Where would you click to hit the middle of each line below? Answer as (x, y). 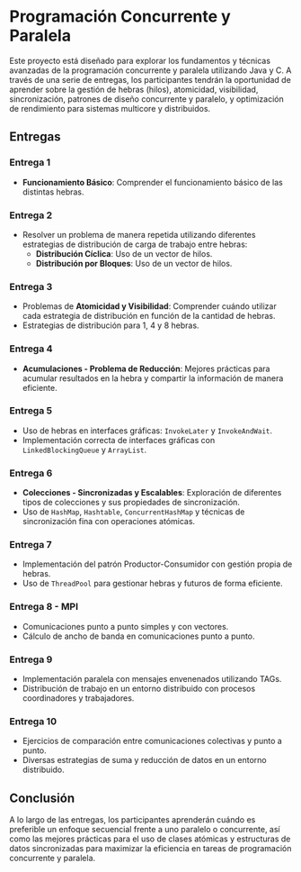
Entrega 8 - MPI (44, 607)
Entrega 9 (31, 659)
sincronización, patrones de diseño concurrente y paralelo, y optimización (147, 99)
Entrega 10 (33, 721)
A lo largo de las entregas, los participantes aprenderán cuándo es (133, 820)
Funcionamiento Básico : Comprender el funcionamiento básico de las (152, 182)
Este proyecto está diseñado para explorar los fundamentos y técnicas (140, 60)
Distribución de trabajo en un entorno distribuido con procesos (139, 688)
